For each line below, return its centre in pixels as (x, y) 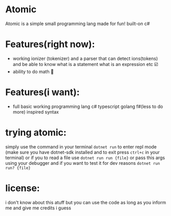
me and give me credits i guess (38, 208)
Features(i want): (42, 92)
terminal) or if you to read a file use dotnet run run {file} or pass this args (85, 158)
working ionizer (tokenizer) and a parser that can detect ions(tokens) (85, 58)
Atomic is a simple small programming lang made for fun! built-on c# (78, 24)
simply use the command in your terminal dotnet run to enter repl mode (81, 146)
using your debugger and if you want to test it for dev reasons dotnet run (83, 163)
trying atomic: (36, 133)
